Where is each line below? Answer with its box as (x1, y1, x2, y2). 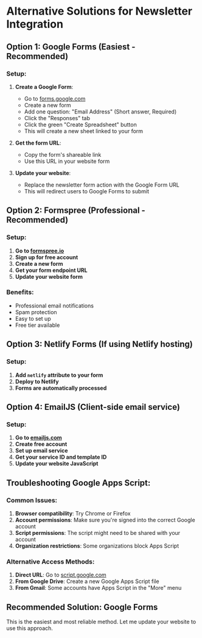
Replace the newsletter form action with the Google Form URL (24, 181, 179, 188)
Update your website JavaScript (15, 460, 99, 467)
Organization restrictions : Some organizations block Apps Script (15, 542, 179, 550)
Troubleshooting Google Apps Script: (6, 478, 151, 488)
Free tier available (15, 321, 60, 329)
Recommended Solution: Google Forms (6, 602, 158, 612)
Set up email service (15, 447, 68, 454)
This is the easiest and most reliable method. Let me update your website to (6, 618, 197, 626)
